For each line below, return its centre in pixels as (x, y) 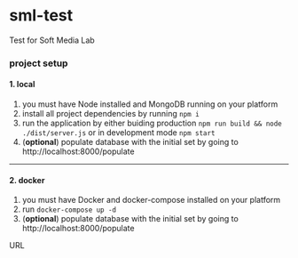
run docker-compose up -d (69, 209)
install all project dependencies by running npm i (110, 114)
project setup (39, 63)
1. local (22, 85)
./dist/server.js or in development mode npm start (118, 133)
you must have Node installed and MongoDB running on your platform (150, 104)
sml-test (41, 16)
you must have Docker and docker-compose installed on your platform (151, 200)
